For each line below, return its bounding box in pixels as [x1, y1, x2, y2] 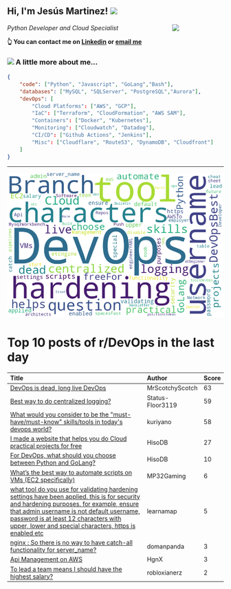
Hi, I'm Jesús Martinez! [7, 5, 109, 17]
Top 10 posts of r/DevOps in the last [7, 335, 214, 350]
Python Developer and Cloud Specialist [7, 23, 119, 32]
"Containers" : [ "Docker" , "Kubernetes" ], [32, 117, 153, 124]
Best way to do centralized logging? [10, 397, 111, 405]
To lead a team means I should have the [10, 565, 122, 573]
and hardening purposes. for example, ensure [10, 500, 140, 508]
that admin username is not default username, [10, 507, 140, 515]
